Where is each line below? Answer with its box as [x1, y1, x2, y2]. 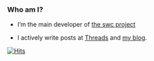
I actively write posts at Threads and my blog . [17, 34, 147, 42]
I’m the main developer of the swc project [17, 21, 136, 29]
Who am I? [7, 5, 44, 14]
